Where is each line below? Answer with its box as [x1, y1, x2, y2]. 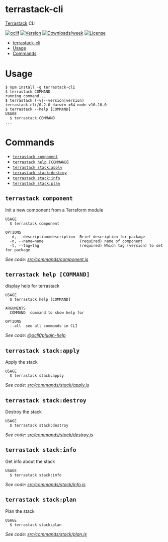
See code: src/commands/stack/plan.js [5, 531, 87, 537]
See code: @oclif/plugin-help [5, 332, 66, 338]
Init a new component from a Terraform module [5, 207, 104, 213]
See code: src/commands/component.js [5, 256, 89, 262]
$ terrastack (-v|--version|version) [5, 98, 85, 103]
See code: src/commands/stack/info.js [5, 481, 86, 487]
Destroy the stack [5, 409, 42, 415]
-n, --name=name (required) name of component [10, 238, 143, 244]
